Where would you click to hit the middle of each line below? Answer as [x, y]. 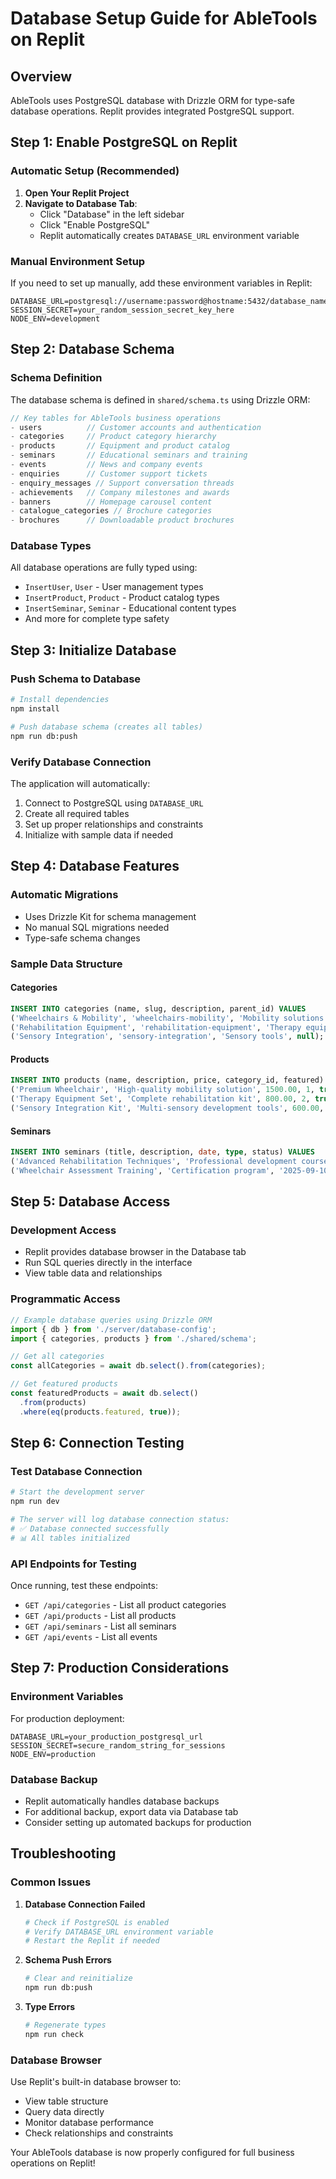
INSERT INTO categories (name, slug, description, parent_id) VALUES [158, 1008]
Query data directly [64, 2112]
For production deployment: [67, 1718]
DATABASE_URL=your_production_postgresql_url [106, 1737]
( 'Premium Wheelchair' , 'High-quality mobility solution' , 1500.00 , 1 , [162, 1090]
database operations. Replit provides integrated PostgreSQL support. [152, 111]
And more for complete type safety [97, 619]
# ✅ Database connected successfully [90, 1528]
